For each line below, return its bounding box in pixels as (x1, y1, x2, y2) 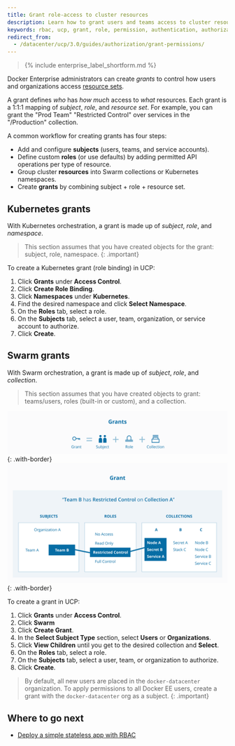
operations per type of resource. (17, 160, 112, 168)
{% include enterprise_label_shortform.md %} (24, 61, 157, 69)
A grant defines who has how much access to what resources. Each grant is (7, 95, 227, 105)
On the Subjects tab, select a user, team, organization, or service (17, 314, 206, 323)
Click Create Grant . (17, 626, 74, 634)
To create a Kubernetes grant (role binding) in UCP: (7, 263, 155, 272)
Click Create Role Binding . (17, 284, 94, 293)
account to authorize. (17, 321, 79, 330)
